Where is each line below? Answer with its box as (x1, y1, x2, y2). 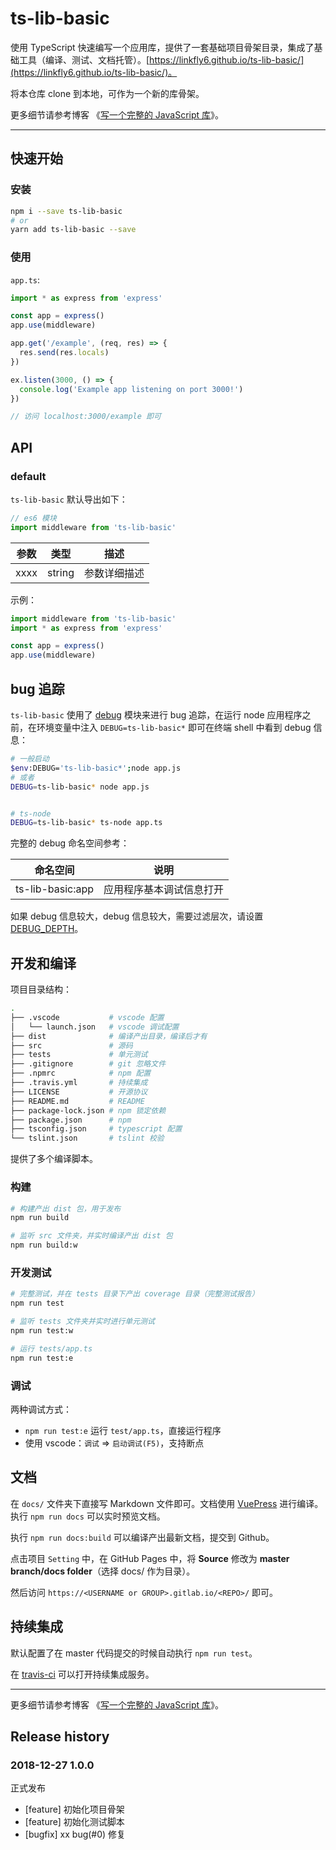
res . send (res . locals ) (19, 348, 110, 358)
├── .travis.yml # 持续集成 (10, 1078, 148, 1088)
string (46, 565, 75, 579)
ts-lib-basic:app (15, 882, 95, 896)
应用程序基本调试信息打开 (103, 883, 225, 897)
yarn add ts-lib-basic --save (10, 225, 137, 235)
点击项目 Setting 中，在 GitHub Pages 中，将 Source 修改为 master (10, 1552, 290, 1564)
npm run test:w (10, 1325, 74, 1336)
